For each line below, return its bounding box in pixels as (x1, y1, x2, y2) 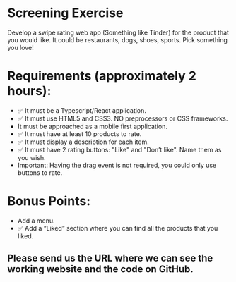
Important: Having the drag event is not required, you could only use (17, 161, 217, 169)
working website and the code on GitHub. (7, 263, 194, 276)
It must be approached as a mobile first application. (17, 122, 168, 130)
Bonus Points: (7, 193, 91, 209)
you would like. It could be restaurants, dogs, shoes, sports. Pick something (7, 35, 228, 44)
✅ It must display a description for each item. (17, 137, 150, 146)
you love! (7, 43, 34, 51)
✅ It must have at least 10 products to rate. (17, 129, 142, 138)
